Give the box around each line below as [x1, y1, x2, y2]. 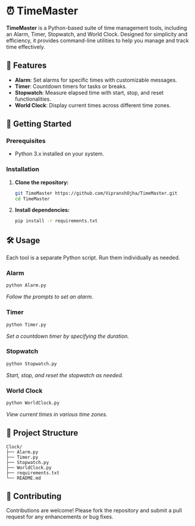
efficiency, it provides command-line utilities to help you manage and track [6, 37, 189, 44]
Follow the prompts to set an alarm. [6, 293, 93, 300]
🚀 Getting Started [6, 119, 72, 129]
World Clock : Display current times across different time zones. [14, 101, 171, 108]
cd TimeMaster [14, 195, 50, 202]
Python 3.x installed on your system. [14, 150, 104, 157]
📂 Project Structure [6, 428, 78, 438]
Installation [6, 165, 40, 173]
